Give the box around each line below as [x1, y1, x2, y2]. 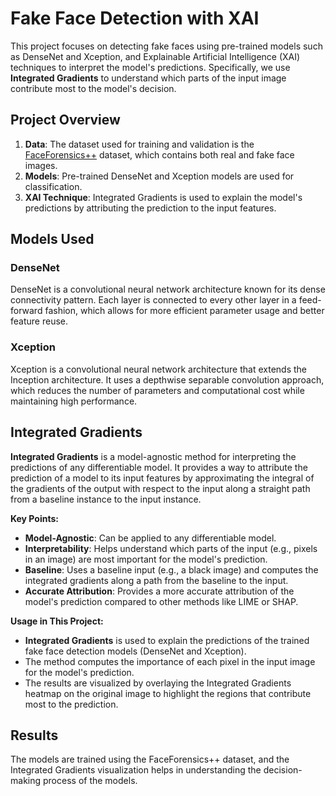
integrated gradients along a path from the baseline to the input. [24, 574, 289, 586]
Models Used [10, 231, 95, 248]
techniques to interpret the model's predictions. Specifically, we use [10, 61, 291, 73]
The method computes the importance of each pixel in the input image [24, 655, 316, 667]
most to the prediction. [24, 698, 119, 710]
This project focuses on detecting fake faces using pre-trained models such [10, 40, 323, 52]
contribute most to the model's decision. [10, 82, 177, 94]
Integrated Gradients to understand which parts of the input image [10, 72, 287, 84]
